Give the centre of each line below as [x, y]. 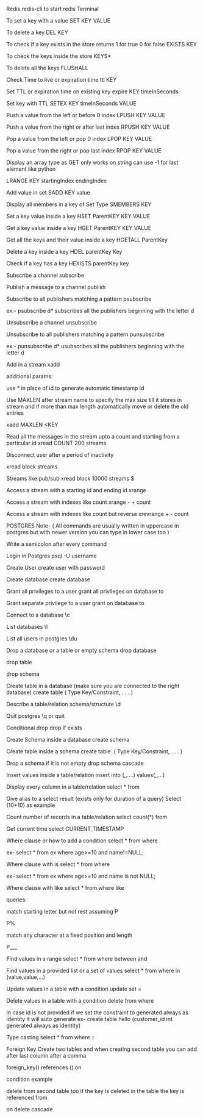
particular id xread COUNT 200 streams [56, 443]
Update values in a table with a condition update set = [74, 989]
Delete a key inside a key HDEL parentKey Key [64, 252]
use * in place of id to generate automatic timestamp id [75, 388]
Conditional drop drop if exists [44, 728]
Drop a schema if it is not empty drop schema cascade [75, 763]
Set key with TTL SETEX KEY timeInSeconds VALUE [72, 103]
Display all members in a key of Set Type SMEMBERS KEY [79, 204]
